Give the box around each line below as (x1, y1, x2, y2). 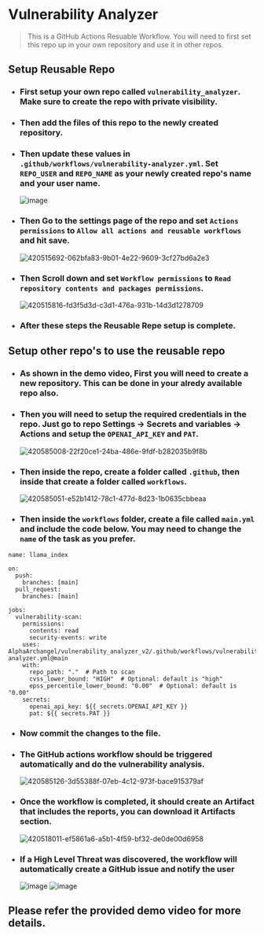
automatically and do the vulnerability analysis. (19, 759, 205, 770)
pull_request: (15, 585, 61, 594)
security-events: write (28, 634, 108, 642)
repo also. (19, 388, 59, 399)
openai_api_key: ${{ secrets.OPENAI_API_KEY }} (28, 703, 189, 711)
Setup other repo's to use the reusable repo (8, 344, 225, 358)
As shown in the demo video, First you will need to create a (19, 368, 249, 379)
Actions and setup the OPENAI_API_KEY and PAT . (19, 429, 199, 440)
